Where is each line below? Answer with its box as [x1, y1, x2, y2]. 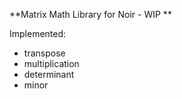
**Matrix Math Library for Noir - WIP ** [9, 9, 172, 20]
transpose [23, 47, 66, 59]
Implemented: [9, 28, 67, 39]
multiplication [23, 58, 80, 69]
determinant [23, 69, 75, 80]
